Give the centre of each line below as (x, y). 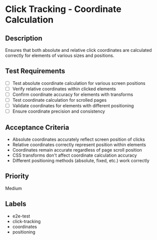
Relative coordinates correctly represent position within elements (79, 145)
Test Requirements (35, 71)
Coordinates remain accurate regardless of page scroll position (77, 150)
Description (24, 38)
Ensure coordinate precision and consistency (59, 111)
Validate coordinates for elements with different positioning (73, 106)
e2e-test (21, 216)
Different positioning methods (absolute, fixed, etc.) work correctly (81, 160)
